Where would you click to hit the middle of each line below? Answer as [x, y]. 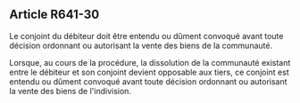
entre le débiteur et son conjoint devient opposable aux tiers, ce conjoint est [149, 72]
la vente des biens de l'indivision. [71, 91]
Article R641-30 [54, 15]
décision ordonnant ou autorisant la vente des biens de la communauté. [141, 45]
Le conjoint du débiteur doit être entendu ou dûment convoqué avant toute [146, 36]
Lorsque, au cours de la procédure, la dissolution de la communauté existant [150, 62]
